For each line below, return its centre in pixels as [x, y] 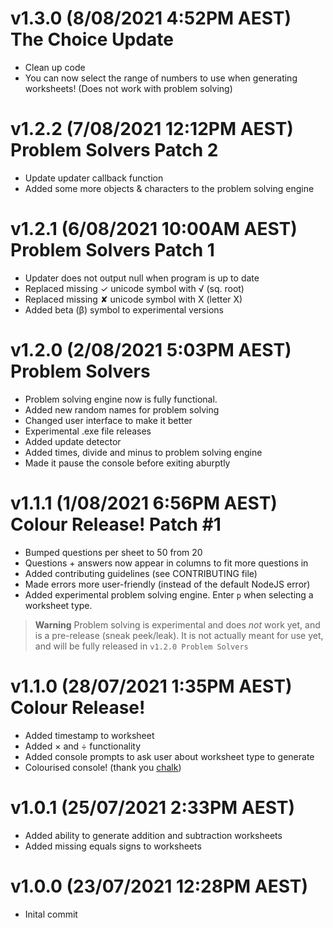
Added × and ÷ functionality [83, 746]
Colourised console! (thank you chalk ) [103, 767]
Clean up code [55, 67]
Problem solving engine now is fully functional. [121, 399]
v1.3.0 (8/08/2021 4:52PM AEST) [151, 18]
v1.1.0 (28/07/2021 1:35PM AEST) [151, 686]
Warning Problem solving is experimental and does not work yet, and [177, 624]
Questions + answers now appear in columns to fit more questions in [166, 563]
